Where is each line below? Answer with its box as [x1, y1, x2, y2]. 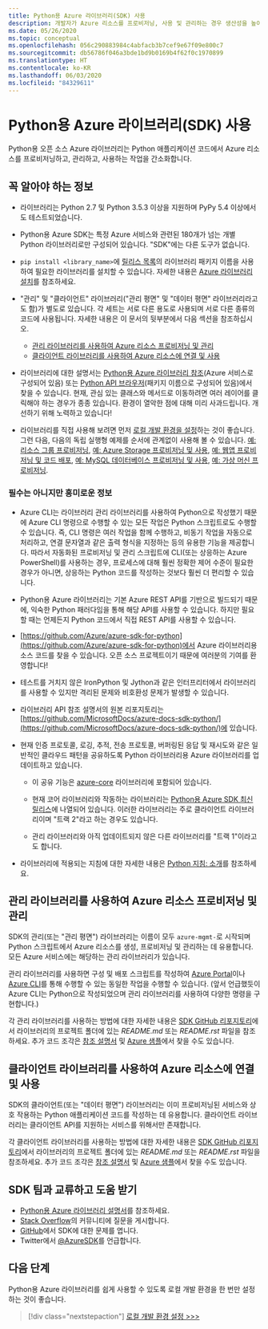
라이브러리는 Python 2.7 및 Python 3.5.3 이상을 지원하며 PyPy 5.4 [19, 202, 230, 213]
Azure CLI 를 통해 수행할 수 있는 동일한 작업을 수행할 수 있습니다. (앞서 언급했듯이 [8, 979, 261, 989]
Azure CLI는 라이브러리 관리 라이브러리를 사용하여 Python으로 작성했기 [19, 507, 242, 517]
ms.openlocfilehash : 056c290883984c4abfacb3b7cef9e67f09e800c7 [8, 42, 224, 50]
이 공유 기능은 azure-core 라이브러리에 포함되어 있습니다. [31, 777, 212, 786]
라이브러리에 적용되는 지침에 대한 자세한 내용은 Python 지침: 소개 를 [19, 858, 230, 868]
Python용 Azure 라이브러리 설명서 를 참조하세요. [19, 1205, 170, 1215]
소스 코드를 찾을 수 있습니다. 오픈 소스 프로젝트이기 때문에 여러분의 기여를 [19, 650, 249, 660]
